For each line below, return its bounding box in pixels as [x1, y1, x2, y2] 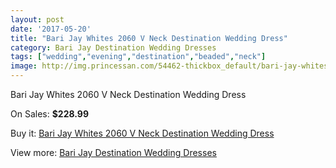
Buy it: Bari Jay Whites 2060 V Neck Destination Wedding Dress [10, 127, 275, 139]
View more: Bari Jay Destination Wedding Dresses [10, 147, 217, 158]
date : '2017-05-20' [10, 24, 92, 34]
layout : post [10, 14, 65, 25]
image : [10, 61, 38, 71]
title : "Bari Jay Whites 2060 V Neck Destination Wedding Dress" [10, 33, 288, 43]
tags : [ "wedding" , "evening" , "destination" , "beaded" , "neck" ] [10, 52, 267, 62]
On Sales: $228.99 [10, 108, 89, 120]
